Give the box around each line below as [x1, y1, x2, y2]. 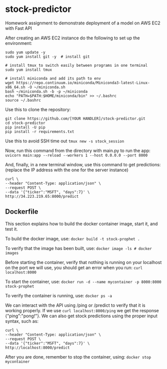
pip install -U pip [5, 124, 46, 130]
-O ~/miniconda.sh [27, 85, 66, 90]
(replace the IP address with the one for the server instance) [5, 167, 129, 173]
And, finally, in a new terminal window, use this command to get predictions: [5, 161, 161, 167]
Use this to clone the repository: [5, 106, 71, 113]
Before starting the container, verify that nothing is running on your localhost [5, 259, 162, 265]
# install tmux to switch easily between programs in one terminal [5, 63, 148, 68]
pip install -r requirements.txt [5, 129, 75, 134]
